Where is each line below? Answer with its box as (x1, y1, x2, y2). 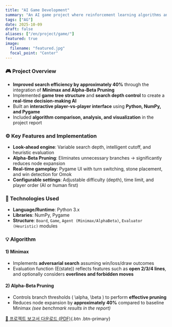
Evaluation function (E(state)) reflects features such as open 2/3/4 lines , (12, 265, 166, 272)
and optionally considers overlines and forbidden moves (12, 271, 134, 277)
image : (5, 41, 19, 46)
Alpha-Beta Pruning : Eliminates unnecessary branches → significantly (12, 155, 162, 161)
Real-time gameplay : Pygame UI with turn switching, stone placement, (12, 166, 163, 172)
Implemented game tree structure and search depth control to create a (12, 92, 165, 98)
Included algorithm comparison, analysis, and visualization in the (12, 114, 154, 120)
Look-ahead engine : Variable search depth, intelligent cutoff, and (12, 144, 151, 150)
